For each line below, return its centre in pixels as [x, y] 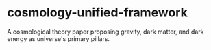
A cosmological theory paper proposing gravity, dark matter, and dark [105, 32]
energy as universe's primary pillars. [59, 38]
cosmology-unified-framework [98, 13]
